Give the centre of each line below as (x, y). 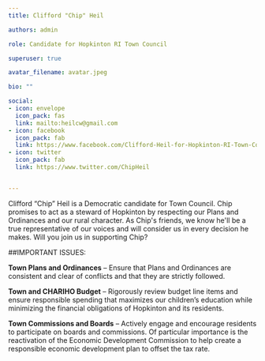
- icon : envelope (37, 108)
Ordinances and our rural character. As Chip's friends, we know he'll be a (127, 220)
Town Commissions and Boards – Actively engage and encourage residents (132, 323)
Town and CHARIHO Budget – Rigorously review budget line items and (123, 291)
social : (21, 101)
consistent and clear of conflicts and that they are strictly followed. (117, 276)
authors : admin (33, 30)
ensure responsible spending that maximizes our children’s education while (131, 299)
